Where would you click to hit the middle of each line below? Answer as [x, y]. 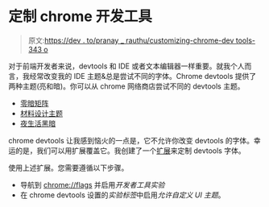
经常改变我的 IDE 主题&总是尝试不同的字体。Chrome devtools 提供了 [143, 76]
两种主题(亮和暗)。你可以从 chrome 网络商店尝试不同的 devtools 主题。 [126, 86]
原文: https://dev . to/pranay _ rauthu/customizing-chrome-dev [131, 40]
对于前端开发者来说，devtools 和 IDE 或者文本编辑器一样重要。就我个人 [126, 66]
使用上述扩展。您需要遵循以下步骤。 [68, 168]
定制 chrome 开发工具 [81, 17]
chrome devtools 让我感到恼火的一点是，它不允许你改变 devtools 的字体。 [131, 140]
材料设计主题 [41, 113]
